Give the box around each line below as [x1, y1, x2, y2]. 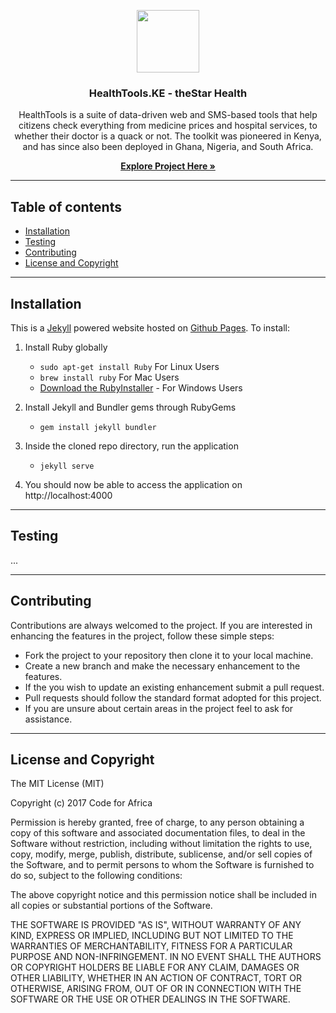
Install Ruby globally [24, 341, 108, 353]
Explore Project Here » [120, 160, 216, 172]
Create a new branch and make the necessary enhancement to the [24, 660, 301, 672]
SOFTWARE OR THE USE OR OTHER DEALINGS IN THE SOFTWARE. [10, 993, 291, 1005]
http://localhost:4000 [24, 489, 113, 501]
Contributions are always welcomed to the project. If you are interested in [10, 619, 313, 631]
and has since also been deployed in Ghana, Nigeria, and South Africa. [22, 141, 314, 153]
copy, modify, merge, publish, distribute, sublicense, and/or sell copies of [10, 848, 313, 860]
